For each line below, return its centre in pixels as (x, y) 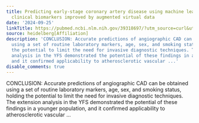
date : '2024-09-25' (30, 22)
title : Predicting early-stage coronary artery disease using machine (95, 12)
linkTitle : (20, 28)
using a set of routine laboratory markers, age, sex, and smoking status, (94, 90)
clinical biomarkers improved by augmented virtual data (83, 17)
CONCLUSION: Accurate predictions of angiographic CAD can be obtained (97, 83)
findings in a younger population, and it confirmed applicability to (86, 109)
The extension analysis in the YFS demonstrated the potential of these (92, 102)
